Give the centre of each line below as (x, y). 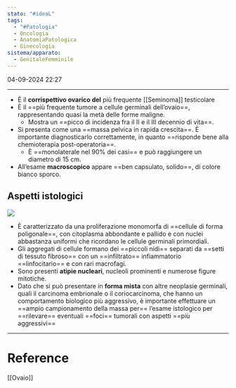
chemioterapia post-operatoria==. (67, 144)
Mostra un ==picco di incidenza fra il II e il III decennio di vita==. (121, 122)
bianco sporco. (39, 174)
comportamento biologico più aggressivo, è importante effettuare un (117, 301)
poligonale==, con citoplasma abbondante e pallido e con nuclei (110, 234)
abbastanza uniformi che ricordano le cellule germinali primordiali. (113, 241)
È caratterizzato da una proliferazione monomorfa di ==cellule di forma (120, 226)
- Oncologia (31, 33)
